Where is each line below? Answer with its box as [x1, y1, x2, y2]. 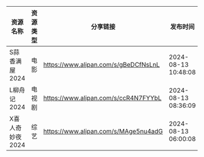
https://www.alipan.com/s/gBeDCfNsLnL [43, 61, 160, 68]
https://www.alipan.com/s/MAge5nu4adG [43, 127, 163, 135]
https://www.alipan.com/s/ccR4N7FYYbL [43, 94, 162, 102]
